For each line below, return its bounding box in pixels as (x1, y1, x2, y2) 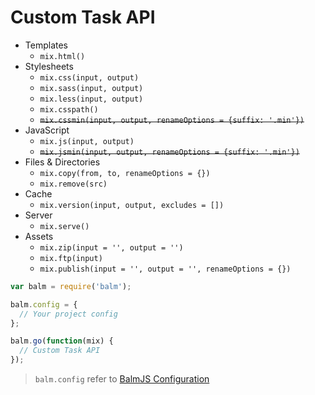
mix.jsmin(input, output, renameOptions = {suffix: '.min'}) (39, 147, 300, 157)
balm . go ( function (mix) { (10, 336, 114, 346)
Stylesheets (24, 60, 74, 72)
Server (24, 209, 53, 221)
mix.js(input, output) (39, 136, 135, 146)
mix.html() (39, 51, 86, 61)
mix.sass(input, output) (39, 83, 144, 93)
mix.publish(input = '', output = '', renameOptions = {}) (39, 264, 292, 274)
